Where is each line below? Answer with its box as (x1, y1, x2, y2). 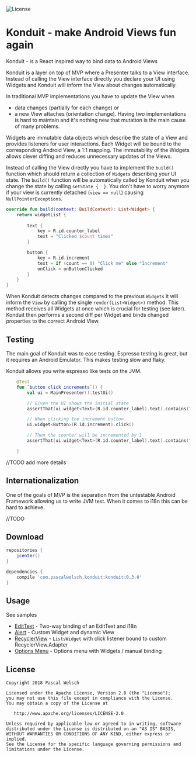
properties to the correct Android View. (6, 317, 100, 324)
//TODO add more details (6, 459, 66, 466)
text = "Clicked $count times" (37, 234, 114, 240)
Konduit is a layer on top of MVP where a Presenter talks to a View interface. (6, 69, 190, 76)
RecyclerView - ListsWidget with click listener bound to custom (14, 635, 167, 642)
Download (6, 532, 44, 542)
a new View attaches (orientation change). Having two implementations (14, 110, 187, 117)
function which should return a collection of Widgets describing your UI (6, 170, 177, 177)
